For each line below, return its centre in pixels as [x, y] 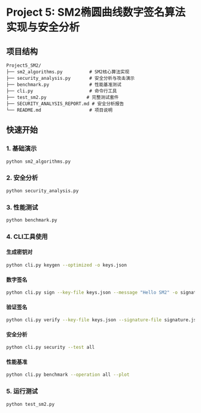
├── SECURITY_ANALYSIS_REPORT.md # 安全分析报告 [65, 104]
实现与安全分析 [43, 27]
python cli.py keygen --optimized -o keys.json [67, 265]
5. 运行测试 [22, 391]
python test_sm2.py [31, 404]
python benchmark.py [32, 220]
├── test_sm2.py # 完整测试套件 [63, 97]
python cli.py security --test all [51, 348]
